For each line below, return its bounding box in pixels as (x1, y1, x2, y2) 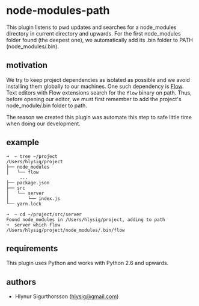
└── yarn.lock (6, 201, 42, 207)
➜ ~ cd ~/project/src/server (6, 211, 82, 217)
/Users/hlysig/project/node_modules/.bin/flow (6, 227, 125, 233)
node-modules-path (6, 4, 110, 17)
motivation (6, 60, 48, 70)
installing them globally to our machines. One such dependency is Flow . (6, 83, 184, 90)
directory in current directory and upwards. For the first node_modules (6, 30, 182, 37)
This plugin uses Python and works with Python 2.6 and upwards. (6, 260, 169, 267)
